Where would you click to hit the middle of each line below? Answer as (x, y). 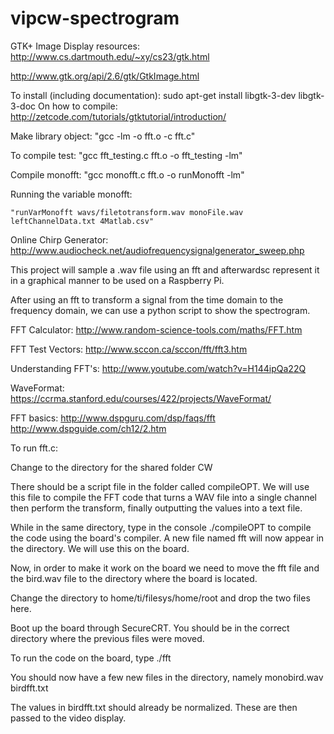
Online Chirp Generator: (59, 239)
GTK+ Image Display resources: (75, 46)
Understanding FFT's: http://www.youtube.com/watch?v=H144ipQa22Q (158, 368)
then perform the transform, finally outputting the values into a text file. (156, 508)
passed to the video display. (68, 718)
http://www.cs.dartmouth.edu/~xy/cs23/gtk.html (110, 56)
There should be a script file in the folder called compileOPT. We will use (160, 486)
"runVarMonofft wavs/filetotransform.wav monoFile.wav (127, 212)
